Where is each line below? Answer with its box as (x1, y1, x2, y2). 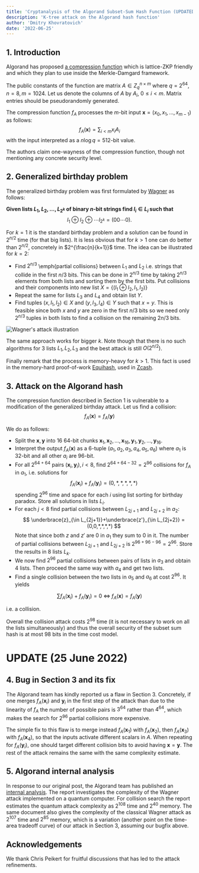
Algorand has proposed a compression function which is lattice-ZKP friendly (6, 63, 193, 70)
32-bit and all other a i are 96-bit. (14, 453, 95, 461)
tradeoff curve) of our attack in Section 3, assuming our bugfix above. (18, 822, 189, 830)
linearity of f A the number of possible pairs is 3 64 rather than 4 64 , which (6, 705, 182, 714)
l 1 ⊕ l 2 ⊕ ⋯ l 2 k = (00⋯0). (67, 216, 132, 225)
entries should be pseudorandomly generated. (6, 98, 120, 105)
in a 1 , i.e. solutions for (14, 469, 68, 478)
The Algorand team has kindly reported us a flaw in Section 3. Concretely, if (6, 690, 191, 698)
